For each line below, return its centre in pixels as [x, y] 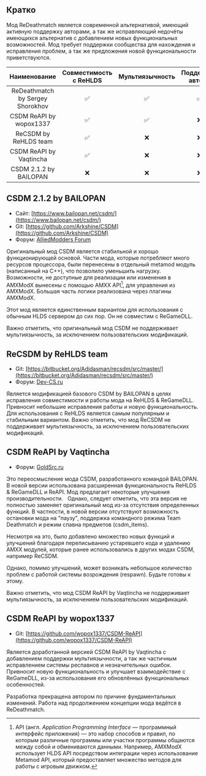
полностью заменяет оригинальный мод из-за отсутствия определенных [103, 505]
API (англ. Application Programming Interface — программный [96, 727]
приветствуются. [29, 57]
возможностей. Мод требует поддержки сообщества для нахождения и [101, 44]
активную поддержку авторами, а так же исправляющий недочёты [95, 31]
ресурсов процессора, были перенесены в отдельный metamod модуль [101, 264]
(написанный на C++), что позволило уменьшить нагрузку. [84, 271]
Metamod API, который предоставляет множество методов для [98, 759]
